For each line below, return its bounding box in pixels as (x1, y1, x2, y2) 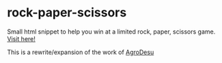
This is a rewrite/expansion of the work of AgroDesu (7, 48, 154, 56)
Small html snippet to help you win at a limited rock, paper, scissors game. (7, 27, 216, 36)
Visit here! (7, 34, 36, 42)
